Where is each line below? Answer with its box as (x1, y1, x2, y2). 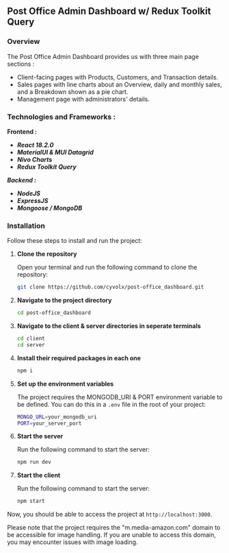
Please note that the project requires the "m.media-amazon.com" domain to (7, 523, 221, 532)
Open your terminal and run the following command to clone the (16, 263, 198, 272)
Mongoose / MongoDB (16, 204, 83, 212)
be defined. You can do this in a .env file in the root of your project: (16, 400, 206, 408)
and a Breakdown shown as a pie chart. (16, 87, 129, 95)
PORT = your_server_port (16, 420, 82, 427)
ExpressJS (16, 196, 49, 204)
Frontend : (7, 127, 38, 136)
